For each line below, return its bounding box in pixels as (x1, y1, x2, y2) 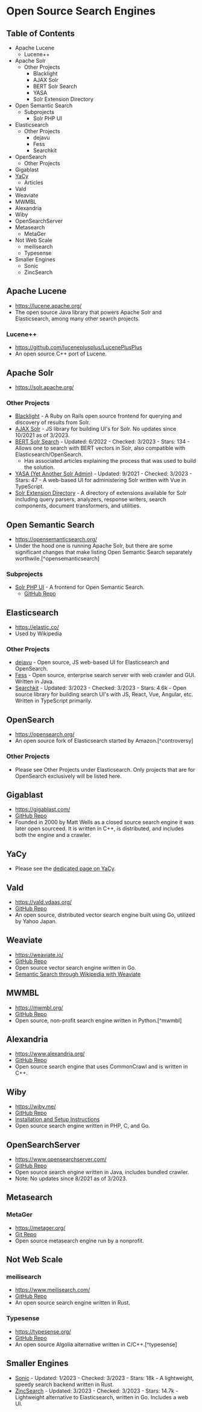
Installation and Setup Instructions (14, 1116, 100, 1123)
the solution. (24, 463, 55, 471)
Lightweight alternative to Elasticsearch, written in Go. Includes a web (14, 1393, 189, 1401)
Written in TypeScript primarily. (14, 697, 92, 704)
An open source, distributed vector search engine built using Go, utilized (14, 911, 195, 918)
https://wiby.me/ (14, 1103, 56, 1110)
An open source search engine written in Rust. (14, 1299, 131, 1306)
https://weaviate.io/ (14, 951, 64, 958)
